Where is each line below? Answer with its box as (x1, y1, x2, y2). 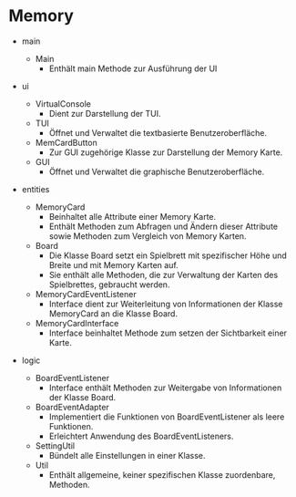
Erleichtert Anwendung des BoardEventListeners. (48, 430, 234, 441)
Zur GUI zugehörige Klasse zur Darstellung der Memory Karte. (48, 147, 283, 158)
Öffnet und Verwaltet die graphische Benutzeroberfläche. (48, 166, 265, 177)
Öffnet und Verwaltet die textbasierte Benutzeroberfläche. (48, 127, 268, 138)
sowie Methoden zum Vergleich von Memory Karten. (48, 230, 247, 242)
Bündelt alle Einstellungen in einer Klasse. (48, 450, 206, 461)
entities (21, 183, 50, 194)
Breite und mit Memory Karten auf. (48, 259, 179, 270)
